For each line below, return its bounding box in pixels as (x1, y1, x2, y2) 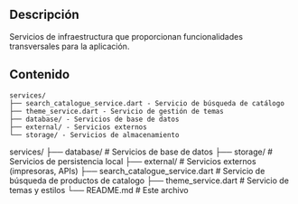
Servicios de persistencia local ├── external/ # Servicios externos (9, 155, 256, 166)
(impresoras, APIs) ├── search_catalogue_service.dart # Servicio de (9, 165, 265, 176)
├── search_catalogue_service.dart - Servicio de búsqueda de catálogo (9, 98, 284, 107)
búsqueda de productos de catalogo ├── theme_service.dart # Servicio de (9, 175, 289, 186)
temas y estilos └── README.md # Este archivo (9, 184, 189, 195)
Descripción (9, 7, 79, 23)
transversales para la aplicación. (9, 41, 130, 51)
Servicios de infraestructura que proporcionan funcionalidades (9, 31, 244, 42)
